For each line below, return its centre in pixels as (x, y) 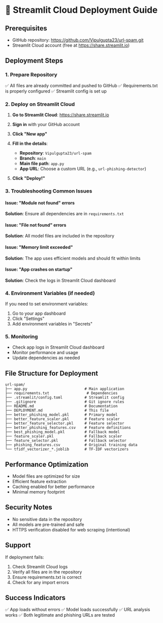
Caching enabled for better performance (53, 487)
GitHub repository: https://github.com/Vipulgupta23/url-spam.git (78, 40)
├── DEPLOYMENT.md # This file (57, 411)
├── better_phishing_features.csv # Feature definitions (68, 428)
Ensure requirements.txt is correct (47, 577)
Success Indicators (35, 598)
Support (18, 545)
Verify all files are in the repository (47, 572)
